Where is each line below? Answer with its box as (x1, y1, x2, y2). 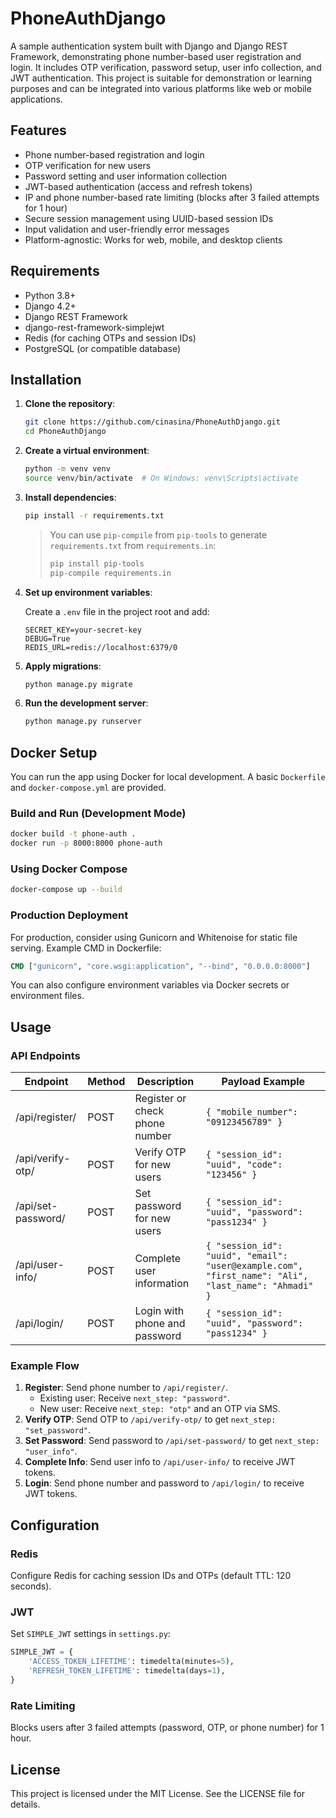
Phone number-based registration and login (24, 148, 205, 161)
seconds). (10, 1580, 52, 1592)
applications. (10, 93, 63, 105)
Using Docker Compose (10, 862, 128, 876)
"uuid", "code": (205, 1159, 283, 1171)
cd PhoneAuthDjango (24, 427, 107, 437)
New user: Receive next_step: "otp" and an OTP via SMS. (39, 1403, 281, 1415)
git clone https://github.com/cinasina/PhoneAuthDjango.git (24, 417, 281, 427)
